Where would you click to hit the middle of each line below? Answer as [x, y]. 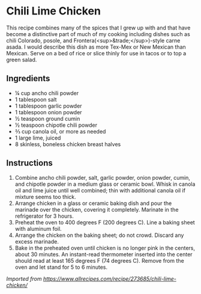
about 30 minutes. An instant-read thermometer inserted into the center [104, 254]
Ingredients [28, 78]
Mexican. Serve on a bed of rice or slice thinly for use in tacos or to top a [96, 53]
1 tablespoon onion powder [48, 112]
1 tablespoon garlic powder [48, 106]
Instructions [29, 163]
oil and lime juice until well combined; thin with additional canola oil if [100, 190]
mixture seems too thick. [45, 197]
